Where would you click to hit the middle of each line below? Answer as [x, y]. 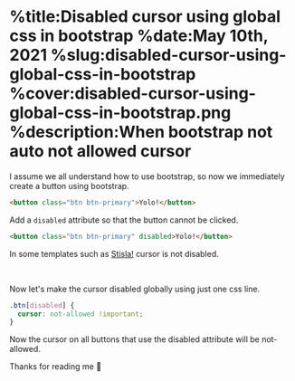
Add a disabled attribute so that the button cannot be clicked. [124, 220]
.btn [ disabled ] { [42, 305]
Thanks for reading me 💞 [56, 367]
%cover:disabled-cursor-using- [133, 94]
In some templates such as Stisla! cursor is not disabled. [114, 253]
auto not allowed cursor [100, 152]
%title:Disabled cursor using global [145, 17]
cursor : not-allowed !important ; [81, 314]
